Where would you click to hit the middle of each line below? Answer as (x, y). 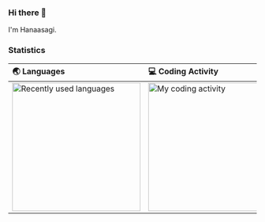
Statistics (27, 51)
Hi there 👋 (28, 13)
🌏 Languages (39, 71)
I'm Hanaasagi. (32, 30)
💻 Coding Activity (184, 71)
